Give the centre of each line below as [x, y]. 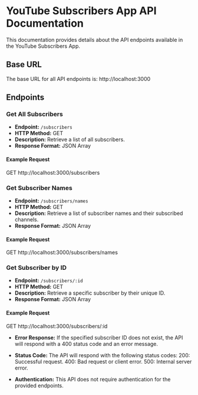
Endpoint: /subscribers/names [51, 200]
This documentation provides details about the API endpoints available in [95, 40]
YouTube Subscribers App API [82, 11]
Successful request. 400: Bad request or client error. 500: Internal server [103, 361]
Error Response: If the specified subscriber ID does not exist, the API [99, 337]
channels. [27, 219]
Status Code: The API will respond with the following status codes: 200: [102, 355]
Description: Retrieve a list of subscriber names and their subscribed [99, 213]
